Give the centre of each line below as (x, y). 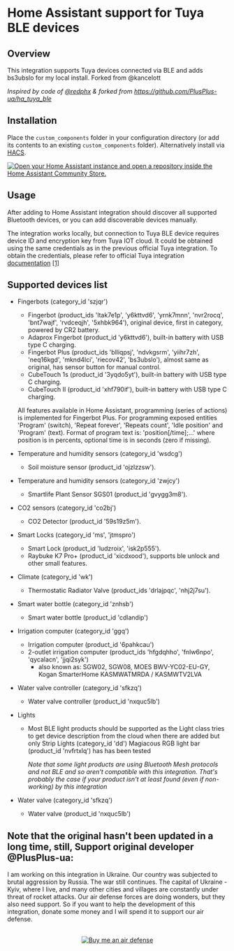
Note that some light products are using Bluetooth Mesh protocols (123, 764)
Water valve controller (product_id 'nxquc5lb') (94, 701)
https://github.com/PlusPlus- (175, 91)
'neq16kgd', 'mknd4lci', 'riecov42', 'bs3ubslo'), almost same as (118, 360)
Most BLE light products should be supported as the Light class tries (126, 729)
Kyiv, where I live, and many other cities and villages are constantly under (113, 889)
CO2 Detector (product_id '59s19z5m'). (84, 522)
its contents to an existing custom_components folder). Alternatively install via (116, 145)
